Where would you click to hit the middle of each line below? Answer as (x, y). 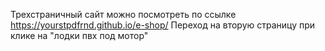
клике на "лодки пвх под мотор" (79, 35)
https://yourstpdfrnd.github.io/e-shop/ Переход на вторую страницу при (163, 25)
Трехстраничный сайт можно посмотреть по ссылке (123, 14)
